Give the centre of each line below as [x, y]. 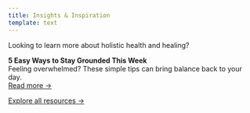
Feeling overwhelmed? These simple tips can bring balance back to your [125, 68]
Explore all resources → [46, 100]
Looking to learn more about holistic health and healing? [99, 45]
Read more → [30, 85]
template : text [33, 23]
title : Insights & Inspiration [59, 15]
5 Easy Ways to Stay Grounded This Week [78, 60]
